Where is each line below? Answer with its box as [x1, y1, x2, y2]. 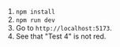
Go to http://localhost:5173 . [15, 23, 112, 32]
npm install [15, 8, 55, 16]
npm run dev [15, 16, 55, 24]
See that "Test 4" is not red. [15, 31, 107, 41]
